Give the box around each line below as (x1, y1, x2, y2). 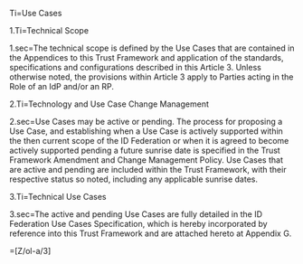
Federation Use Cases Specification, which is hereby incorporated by (9, 219, 269, 229)
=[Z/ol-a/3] (9, 246, 52, 256)
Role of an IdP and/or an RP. (9, 81, 115, 91)
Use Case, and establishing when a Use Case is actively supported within (9, 126, 283, 137)
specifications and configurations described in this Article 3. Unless (9, 62, 262, 72)
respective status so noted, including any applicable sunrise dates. (9, 174, 258, 184)
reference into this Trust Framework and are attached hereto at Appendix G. (9, 228, 292, 239)
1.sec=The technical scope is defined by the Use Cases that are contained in (9, 42, 295, 53)
